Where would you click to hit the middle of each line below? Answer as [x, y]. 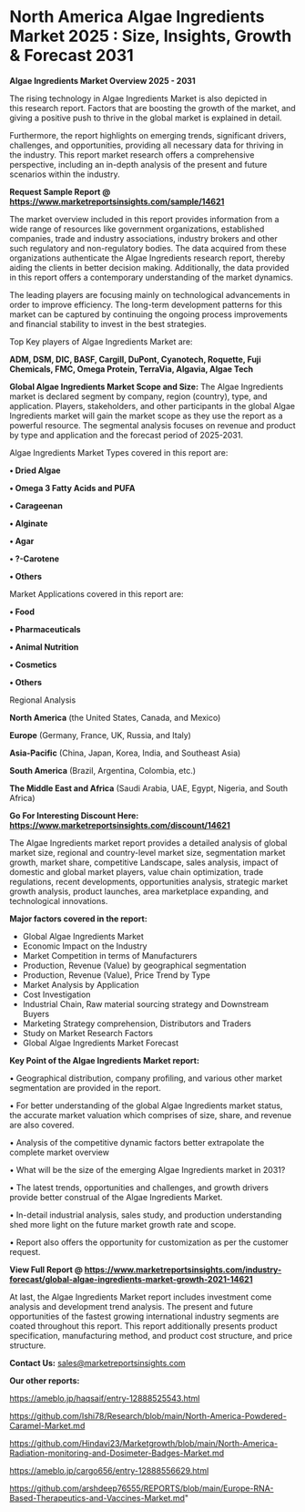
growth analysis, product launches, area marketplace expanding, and [139, 891]
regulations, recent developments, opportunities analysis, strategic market [149, 881]
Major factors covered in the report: [78, 919]
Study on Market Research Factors [87, 1033]
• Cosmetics [33, 664]
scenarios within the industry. [65, 174]
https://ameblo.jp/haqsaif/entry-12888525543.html [105, 1398]
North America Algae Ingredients [137, 17]
